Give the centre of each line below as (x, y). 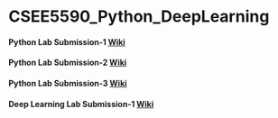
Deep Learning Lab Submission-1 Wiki (81, 104)
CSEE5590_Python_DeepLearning (139, 17)
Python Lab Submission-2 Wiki (68, 63)
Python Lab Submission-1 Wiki (67, 41)
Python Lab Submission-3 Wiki (68, 83)
